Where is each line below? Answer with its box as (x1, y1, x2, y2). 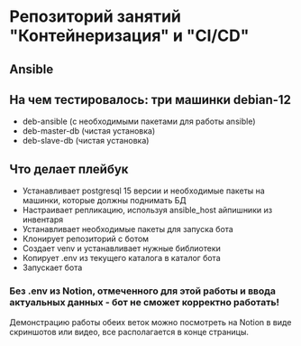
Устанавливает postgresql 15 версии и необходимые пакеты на (22, 185, 266, 196)
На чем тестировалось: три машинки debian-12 (9, 92, 291, 108)
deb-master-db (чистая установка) (22, 126, 156, 136)
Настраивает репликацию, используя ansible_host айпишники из (22, 205, 273, 216)
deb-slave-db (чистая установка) (22, 136, 150, 146)
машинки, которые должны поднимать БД (22, 195, 187, 206)
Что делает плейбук (9, 161, 129, 177)
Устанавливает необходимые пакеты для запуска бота (22, 224, 234, 235)
